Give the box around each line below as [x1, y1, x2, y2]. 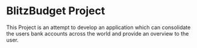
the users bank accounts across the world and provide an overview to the [6, 30, 189, 37]
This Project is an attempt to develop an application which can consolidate [6, 24, 191, 31]
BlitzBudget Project [6, 4, 105, 18]
